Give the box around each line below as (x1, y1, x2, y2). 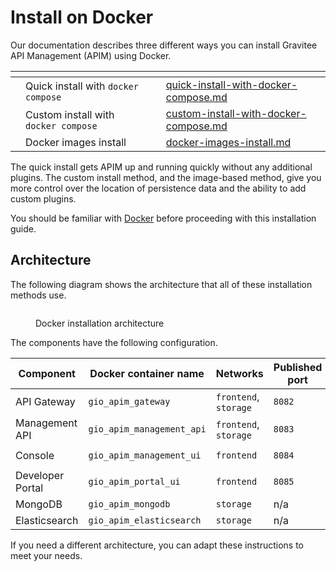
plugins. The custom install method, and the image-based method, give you (10, 171, 322, 183)
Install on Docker (10, 6, 154, 29)
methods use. (10, 289, 67, 301)
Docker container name (89, 366, 205, 380)
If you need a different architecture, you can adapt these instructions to (10, 539, 304, 551)
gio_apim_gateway (88, 396, 171, 407)
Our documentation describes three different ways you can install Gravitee (10, 39, 318, 51)
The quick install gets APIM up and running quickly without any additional (10, 161, 313, 173)
